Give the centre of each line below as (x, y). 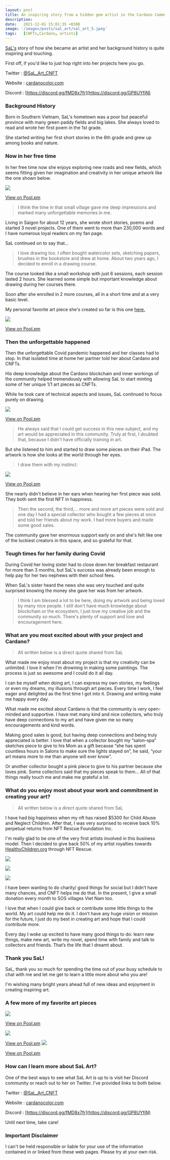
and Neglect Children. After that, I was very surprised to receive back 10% (83, 823)
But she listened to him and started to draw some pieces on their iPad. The (83, 449)
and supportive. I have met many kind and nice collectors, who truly (93, 714)
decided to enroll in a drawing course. (57, 263)
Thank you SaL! (25, 958)
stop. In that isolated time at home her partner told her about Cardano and (82, 358)
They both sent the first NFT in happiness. (49, 499)
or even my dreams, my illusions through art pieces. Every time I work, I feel (84, 688)
